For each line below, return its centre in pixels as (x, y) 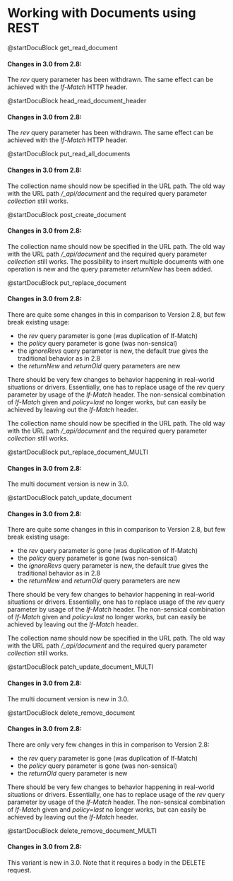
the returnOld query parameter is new (72, 773)
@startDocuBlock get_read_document (62, 47)
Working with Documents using (102, 13)
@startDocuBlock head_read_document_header (77, 101)
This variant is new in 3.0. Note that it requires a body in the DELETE (107, 862)
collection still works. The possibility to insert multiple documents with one (116, 261)
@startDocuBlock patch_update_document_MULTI (80, 667)
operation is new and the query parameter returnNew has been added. (110, 269)
